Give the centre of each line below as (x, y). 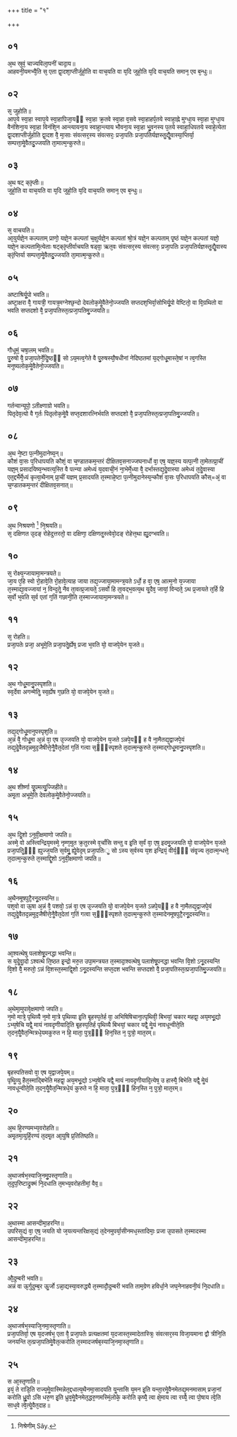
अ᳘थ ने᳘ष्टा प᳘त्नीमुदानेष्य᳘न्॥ (35, 453)
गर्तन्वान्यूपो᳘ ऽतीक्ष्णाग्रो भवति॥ (38, 406)
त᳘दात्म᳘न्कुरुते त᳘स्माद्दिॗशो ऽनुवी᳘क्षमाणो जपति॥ (54, 858)
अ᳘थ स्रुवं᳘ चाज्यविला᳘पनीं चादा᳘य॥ (41, 63)
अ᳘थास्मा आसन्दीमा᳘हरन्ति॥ (36, 1223)
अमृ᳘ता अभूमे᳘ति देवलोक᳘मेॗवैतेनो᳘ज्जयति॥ (49, 795)
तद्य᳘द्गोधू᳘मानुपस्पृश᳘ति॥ (32, 732)
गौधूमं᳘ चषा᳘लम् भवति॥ (31, 350)
